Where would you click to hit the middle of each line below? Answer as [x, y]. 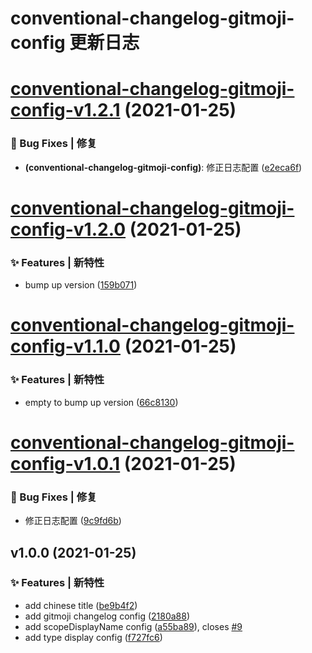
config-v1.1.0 [65, 346]
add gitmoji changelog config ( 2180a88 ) [107, 616]
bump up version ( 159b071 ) [81, 285]
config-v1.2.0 [68, 229]
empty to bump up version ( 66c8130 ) [101, 402]
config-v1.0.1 [65, 463]
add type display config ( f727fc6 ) [93, 637]
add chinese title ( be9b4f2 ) [81, 605]
